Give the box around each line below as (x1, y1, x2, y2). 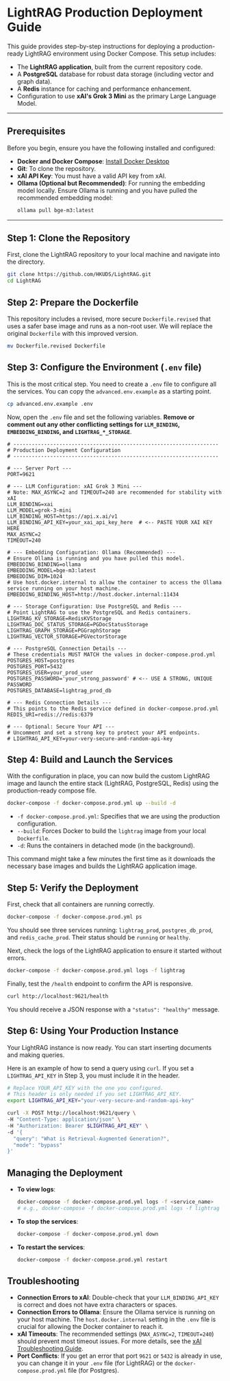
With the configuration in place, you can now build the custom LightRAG (7, 772, 210, 780)
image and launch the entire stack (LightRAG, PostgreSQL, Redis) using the (7, 779, 219, 788)
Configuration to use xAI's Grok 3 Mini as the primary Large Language (16, 91, 217, 100)
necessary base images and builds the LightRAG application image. (7, 862, 197, 870)
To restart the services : (16, 1243, 86, 1251)
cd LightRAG (7, 277, 41, 284)
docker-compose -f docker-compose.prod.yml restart (16, 1256, 168, 1263)
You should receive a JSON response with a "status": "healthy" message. (7, 1005, 220, 1014)
